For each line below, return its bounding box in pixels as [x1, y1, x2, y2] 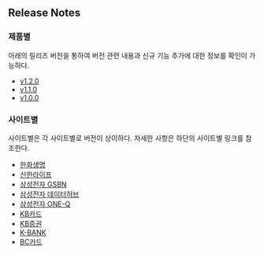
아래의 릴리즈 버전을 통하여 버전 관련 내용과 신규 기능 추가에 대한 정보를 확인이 [8, 50, 248, 60]
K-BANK [19, 227, 46, 237]
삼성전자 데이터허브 [19, 189, 80, 199]
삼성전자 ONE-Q [19, 199, 71, 208]
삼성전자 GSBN [19, 179, 67, 189]
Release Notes [8, 6, 81, 20]
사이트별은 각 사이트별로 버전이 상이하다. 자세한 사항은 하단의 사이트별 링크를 [8, 133, 244, 142]
